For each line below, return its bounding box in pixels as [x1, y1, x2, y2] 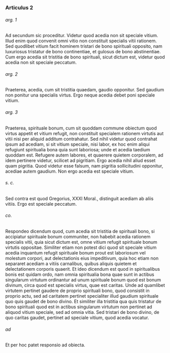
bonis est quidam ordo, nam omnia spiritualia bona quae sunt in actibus [5, 271, 155, 277]
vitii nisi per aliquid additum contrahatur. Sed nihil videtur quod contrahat [5, 136, 157, 142]
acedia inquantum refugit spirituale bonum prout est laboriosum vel [5, 249, 146, 255]
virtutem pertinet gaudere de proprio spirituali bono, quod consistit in [5, 287, 150, 294]
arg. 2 [5, 71, 18, 77]
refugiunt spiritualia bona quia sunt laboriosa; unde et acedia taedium [5, 146, 151, 152]
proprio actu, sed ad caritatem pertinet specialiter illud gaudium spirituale [5, 293, 159, 299]
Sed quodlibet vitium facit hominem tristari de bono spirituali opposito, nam [5, 43, 162, 49]
